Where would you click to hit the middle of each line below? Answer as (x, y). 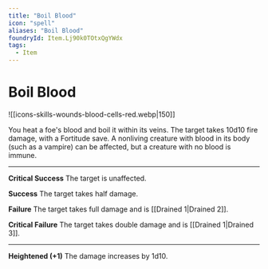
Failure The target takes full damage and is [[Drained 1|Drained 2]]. (118, 209)
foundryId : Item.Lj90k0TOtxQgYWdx (66, 38)
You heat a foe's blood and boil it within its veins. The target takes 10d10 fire (133, 129)
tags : (17, 45)
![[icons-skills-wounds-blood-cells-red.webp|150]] (92, 114)
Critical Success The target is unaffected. (77, 178)
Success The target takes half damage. (73, 193)
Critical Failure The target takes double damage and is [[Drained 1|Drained (131, 224)
